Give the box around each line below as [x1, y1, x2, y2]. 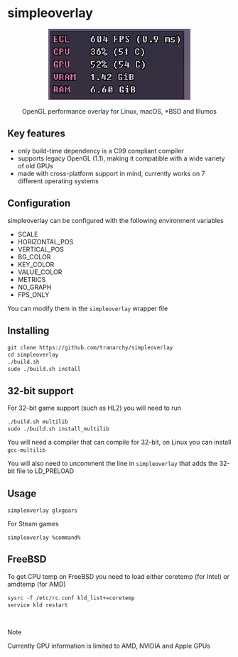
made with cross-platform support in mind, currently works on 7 [17, 169, 205, 178]
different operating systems [17, 176, 99, 185]
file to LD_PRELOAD [16, 467, 75, 475]
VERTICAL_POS [17, 245, 64, 254]
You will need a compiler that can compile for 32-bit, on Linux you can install [7, 438, 232, 447]
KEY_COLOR [17, 260, 55, 268]
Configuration [7, 197, 71, 210]
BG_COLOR [17, 252, 51, 261]
